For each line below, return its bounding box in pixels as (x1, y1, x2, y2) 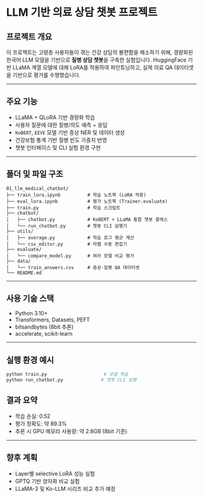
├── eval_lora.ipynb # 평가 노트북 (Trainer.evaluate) (6, 198, 168, 205)
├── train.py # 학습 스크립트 (6, 205, 121, 211)
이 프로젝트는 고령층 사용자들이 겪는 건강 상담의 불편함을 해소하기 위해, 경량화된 (6, 49, 193, 56)
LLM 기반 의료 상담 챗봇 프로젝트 (6, 5, 158, 19)
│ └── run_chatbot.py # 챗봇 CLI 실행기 (6, 223, 127, 229)
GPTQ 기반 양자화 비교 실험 (14, 477, 80, 485)
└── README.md (6, 270, 42, 276)
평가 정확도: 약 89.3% (14, 420, 67, 427)
